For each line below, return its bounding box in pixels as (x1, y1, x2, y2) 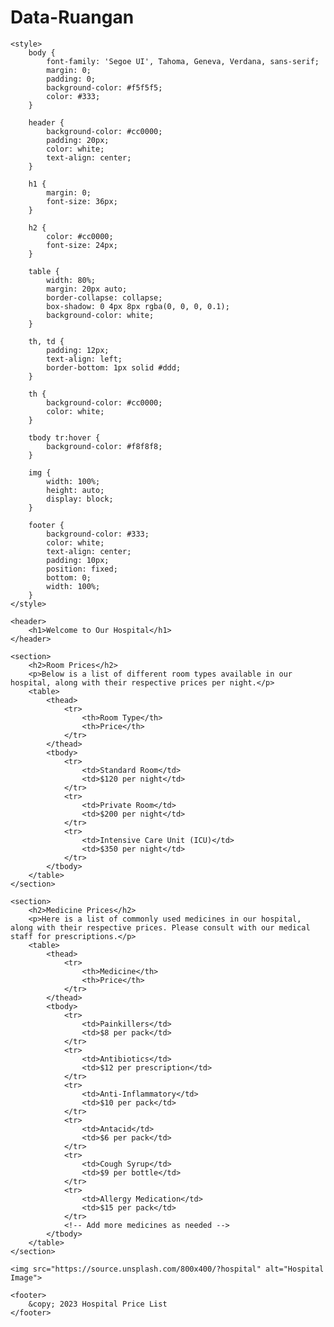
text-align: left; (46, 354, 123, 364)
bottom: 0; (46, 572, 92, 583)
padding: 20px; (46, 135, 110, 145)
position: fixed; (46, 564, 118, 574)
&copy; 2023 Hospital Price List (28, 1299, 168, 1309)
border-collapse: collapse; (46, 292, 163, 303)
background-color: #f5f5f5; (46, 82, 163, 93)
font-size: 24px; (46, 240, 118, 250)
